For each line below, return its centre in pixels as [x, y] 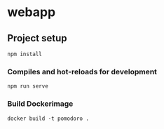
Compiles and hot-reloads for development [82, 72]
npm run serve [28, 86]
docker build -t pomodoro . [48, 118]
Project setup [37, 38]
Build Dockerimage [40, 104]
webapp [32, 12]
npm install [25, 54]
